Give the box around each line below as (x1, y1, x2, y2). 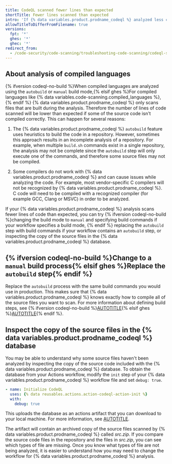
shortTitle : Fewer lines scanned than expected (5, 12, 109, 17)
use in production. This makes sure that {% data (5, 289, 107, 295)
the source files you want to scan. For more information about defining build (5, 300, 166, 306)
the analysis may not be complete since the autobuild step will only (12, 147, 155, 154)
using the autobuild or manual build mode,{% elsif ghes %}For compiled (5, 88, 157, 95)
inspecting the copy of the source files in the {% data (5, 233, 118, 239)
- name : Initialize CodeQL (5, 386, 63, 392)
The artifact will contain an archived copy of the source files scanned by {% (5, 426, 165, 432)
